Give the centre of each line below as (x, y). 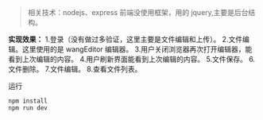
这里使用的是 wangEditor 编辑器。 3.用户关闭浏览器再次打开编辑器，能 (137, 49)
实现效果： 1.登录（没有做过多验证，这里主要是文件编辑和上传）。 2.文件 (126, 39)
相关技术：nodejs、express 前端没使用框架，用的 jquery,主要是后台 (138, 12)
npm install (28, 101)
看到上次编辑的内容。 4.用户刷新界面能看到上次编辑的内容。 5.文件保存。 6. (132, 59)
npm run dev (28, 108)
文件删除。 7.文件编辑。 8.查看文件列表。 (75, 69)
